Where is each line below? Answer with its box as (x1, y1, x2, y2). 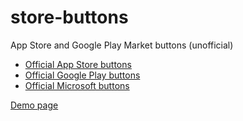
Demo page (10, 99, 59, 111)
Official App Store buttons (24, 58, 132, 70)
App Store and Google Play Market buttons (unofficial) (10, 39, 234, 51)
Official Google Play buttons (24, 69, 141, 81)
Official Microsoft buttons (24, 79, 130, 91)
